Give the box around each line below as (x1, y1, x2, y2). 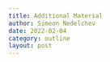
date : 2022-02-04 (8, 27, 67, 35)
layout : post (8, 42, 53, 50)
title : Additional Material (8, 11, 104, 20)
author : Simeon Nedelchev (8, 19, 95, 27)
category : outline (8, 34, 70, 43)
